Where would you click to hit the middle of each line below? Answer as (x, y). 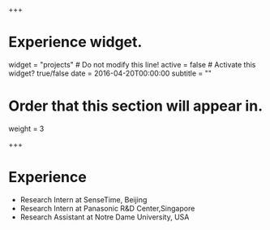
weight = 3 (26, 128)
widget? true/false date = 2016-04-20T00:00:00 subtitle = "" (110, 73)
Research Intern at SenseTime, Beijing (84, 199)
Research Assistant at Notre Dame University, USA (105, 217)
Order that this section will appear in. (136, 106)
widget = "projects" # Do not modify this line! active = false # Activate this (132, 64)
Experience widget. (75, 42)
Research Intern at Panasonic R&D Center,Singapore (107, 208)
